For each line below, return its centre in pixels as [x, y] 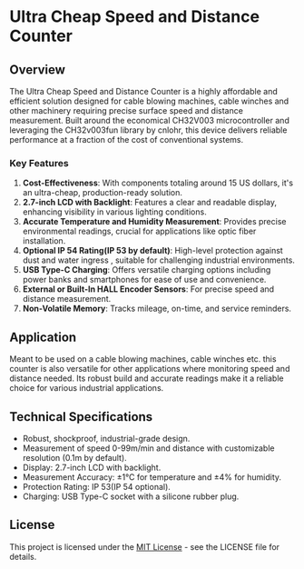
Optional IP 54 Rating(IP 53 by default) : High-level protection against [152, 251]
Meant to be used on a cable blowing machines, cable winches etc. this [143, 359]
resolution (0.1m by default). [74, 457]
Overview [38, 70]
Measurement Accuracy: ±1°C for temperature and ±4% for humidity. [152, 477]
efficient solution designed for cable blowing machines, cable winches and [149, 101]
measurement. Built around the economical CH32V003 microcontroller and [150, 120]
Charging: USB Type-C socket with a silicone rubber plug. [131, 496]
